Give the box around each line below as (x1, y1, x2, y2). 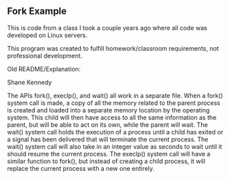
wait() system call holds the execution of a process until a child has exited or (7, 128, 224, 136)
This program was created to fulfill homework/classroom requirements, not (7, 44, 219, 52)
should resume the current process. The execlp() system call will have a (7, 150, 211, 158)
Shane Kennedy (7, 78, 52, 86)
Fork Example (7, 5, 67, 17)
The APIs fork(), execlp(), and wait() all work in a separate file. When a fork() (7, 91, 223, 99)
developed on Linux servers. (7, 31, 88, 39)
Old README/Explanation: (7, 64, 81, 73)
